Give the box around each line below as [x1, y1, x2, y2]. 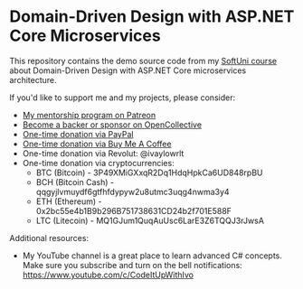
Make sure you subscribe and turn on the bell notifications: [22, 259, 242, 270]
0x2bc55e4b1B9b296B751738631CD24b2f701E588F [35, 205, 232, 216]
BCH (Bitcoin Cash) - [35, 176, 115, 187]
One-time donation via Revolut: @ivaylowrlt [22, 147, 185, 159]
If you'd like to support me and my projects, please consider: [9, 92, 236, 103]
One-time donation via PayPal [22, 128, 134, 139]
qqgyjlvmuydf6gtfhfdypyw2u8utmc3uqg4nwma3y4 [35, 186, 230, 197]
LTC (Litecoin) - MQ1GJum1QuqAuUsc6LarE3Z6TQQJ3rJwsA [35, 215, 265, 226]
